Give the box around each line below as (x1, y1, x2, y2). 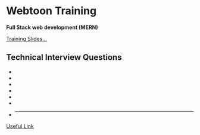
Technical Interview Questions (6, 52, 122, 63)
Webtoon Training (6, 4, 97, 18)
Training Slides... (6, 35, 48, 42)
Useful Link (6, 123, 35, 130)
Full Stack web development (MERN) (6, 24, 98, 31)
